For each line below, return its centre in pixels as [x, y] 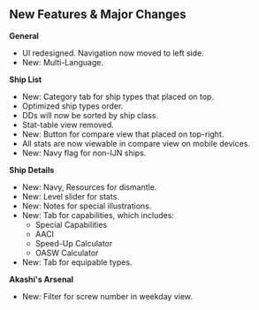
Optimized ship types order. [72, 106]
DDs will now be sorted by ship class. [90, 115]
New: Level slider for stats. [70, 196]
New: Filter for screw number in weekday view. [107, 296]
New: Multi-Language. [63, 62]
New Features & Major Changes [98, 15]
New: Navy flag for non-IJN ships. [84, 153]
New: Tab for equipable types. [77, 262]
